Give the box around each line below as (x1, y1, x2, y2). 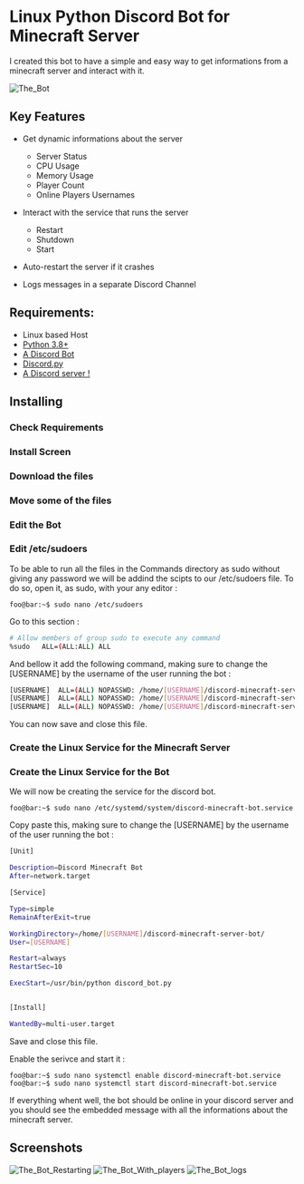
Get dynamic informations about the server (22, 133, 184, 144)
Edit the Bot (9, 519, 62, 531)
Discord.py (22, 358, 63, 369)
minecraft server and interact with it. (9, 65, 145, 76)
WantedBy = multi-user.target (9, 1019, 116, 1028)
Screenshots (9, 1140, 83, 1156)
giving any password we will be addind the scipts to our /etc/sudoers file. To (9, 573, 294, 584)
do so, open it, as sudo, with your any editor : (9, 582, 178, 593)
